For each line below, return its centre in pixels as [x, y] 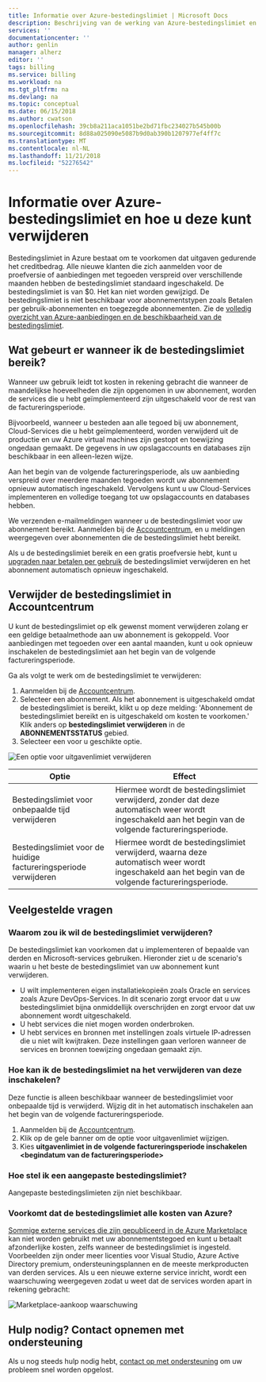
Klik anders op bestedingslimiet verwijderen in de [102, 724]
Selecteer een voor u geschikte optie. [81, 741]
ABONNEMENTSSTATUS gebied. [74, 733]
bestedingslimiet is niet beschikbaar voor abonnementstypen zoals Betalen [131, 300]
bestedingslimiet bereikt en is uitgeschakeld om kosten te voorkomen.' [134, 716]
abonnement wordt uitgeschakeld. [76, 1015]
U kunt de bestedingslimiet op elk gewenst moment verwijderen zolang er [128, 626]
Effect [184, 776]
